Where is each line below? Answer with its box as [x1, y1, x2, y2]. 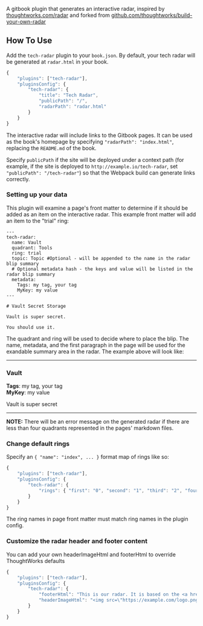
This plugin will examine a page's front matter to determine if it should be [6, 204, 188, 211]
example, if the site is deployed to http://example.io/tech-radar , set [6, 162, 178, 170]
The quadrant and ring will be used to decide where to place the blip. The [6, 335, 189, 342]
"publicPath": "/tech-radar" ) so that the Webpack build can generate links [6, 169, 195, 176]
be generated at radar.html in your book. [6, 58, 109, 65]
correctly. [6, 175, 30, 182]
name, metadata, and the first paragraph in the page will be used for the [6, 341, 185, 348]
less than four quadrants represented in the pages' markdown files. [6, 424, 174, 432]
